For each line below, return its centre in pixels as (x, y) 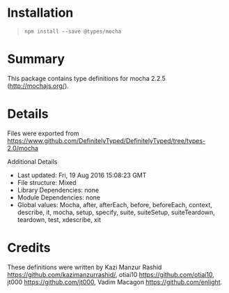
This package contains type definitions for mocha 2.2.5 (86, 78)
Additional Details (32, 161)
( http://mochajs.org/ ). (38, 86)
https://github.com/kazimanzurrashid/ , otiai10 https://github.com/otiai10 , (111, 274)
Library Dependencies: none (58, 190)
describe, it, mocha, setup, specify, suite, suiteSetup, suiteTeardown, (116, 212)
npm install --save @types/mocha (73, 31)
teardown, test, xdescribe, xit (59, 219)
